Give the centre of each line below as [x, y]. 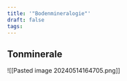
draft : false [26, 20]
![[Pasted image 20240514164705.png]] [64, 71]
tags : [15, 26]
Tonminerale [35, 54]
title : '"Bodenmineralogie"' [49, 13]
